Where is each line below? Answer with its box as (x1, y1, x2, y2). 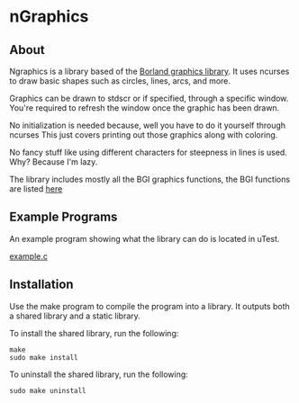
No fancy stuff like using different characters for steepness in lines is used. (9, 147, 288, 157)
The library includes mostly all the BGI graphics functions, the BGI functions (9, 174, 291, 184)
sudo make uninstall (9, 386, 87, 395)
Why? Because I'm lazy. (9, 157, 98, 167)
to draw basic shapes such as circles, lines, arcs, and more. (9, 76, 231, 86)
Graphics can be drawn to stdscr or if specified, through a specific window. (9, 93, 289, 103)
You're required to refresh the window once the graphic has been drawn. (9, 103, 280, 113)
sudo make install (9, 353, 78, 362)
